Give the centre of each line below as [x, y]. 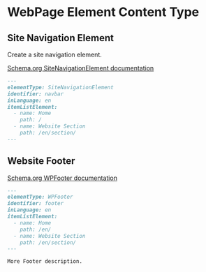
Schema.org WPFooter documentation [62, 178]
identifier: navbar [36, 94]
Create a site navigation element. [55, 54]
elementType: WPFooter [40, 197]
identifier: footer [36, 204]
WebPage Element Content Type [103, 12]
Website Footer [41, 161]
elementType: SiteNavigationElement [60, 87]
